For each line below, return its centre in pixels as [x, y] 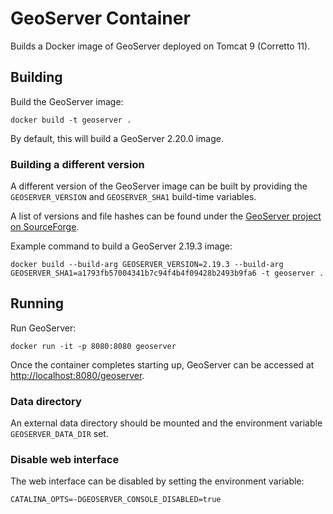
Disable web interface [65, 460]
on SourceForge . [45, 227]
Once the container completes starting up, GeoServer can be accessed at [162, 364]
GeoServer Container [100, 18]
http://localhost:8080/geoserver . [77, 375]
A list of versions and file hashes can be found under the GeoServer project [166, 216]
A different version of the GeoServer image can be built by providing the [159, 186]
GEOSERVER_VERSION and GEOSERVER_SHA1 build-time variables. [133, 197]
